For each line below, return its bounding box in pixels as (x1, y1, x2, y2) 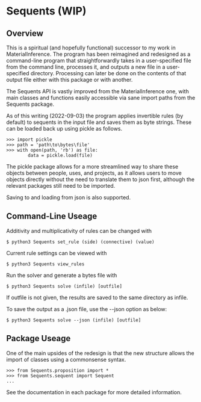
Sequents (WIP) (6, 4, 87, 18)
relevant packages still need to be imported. (6, 182, 116, 189)
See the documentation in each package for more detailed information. (6, 388, 182, 395)
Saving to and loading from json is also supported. (6, 194, 131, 201)
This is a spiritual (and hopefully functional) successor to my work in (6, 44, 176, 51)
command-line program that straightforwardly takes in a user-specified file (6, 57, 191, 64)
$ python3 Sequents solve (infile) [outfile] (6, 283, 122, 289)
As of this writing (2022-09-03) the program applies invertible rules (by (6, 113, 184, 119)
